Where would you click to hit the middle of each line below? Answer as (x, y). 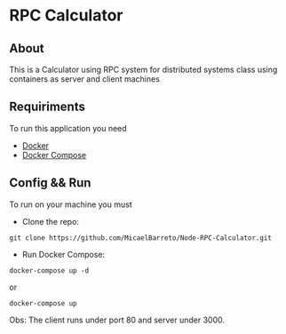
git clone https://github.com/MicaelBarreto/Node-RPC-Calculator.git (141, 238)
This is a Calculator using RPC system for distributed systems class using (143, 69)
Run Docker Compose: (63, 254)
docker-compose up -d (49, 270)
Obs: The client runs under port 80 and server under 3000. (117, 320)
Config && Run (50, 183)
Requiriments (48, 107)
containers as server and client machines (84, 79)
